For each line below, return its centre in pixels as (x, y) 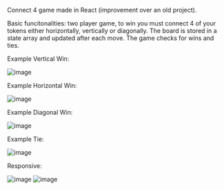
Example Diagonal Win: (40, 112)
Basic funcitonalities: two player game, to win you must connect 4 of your (111, 23)
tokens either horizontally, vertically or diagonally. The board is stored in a (112, 31)
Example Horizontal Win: (42, 85)
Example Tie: (26, 139)
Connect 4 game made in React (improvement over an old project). (102, 10)
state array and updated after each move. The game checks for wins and (111, 38)
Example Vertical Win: (38, 59)
